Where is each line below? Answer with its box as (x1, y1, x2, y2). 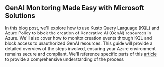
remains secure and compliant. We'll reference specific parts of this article (5, 51, 157, 57)
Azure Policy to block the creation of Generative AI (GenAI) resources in (5, 30, 152, 36)
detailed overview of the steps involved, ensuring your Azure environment (5, 45, 156, 51)
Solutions (5, 12, 36, 20)
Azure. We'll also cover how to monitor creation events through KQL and (5, 35, 152, 41)
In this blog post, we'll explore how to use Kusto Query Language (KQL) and (5, 25, 160, 31)
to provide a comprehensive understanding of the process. (5, 56, 125, 62)
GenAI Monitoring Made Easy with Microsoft (5, 4, 144, 12)
